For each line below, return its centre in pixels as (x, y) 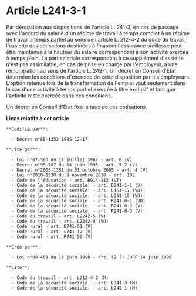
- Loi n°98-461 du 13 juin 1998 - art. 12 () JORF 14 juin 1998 (92, 257)
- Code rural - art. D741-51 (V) (52, 226)
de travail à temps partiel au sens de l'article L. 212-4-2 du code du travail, (96, 39)
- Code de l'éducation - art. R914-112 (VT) (67, 180)
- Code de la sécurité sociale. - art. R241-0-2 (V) (77, 206)
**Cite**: (18, 267)
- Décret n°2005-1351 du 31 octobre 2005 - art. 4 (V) (80, 170)
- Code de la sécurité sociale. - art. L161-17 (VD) (77, 190)
